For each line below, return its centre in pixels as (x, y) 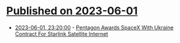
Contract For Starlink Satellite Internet (61, 33)
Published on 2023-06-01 (72, 11)
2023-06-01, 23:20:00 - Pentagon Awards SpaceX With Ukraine (94, 27)
